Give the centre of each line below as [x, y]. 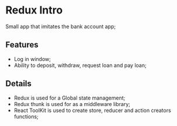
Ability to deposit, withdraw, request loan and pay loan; [80, 65]
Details [18, 84]
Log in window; [32, 59]
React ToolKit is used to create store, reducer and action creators [93, 110]
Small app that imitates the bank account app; [61, 26]
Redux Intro [34, 10]
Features [22, 45]
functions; [26, 116]
